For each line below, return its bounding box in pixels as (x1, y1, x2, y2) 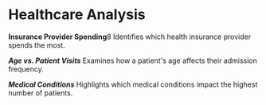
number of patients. (8, 87, 73, 97)
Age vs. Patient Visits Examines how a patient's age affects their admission (8, 56, 257, 65)
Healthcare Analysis (8, 6, 146, 24)
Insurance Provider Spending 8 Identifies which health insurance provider (8, 32, 252, 41)
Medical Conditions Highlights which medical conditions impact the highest (8, 80, 258, 89)
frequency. (8, 64, 44, 73)
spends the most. (8, 40, 65, 49)
